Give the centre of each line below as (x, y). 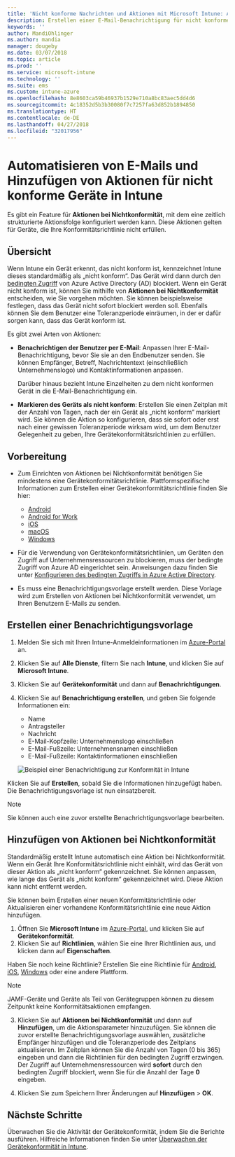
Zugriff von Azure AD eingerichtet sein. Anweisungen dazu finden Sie (117, 567)
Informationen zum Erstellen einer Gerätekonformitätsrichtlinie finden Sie (122, 488)
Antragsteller (47, 726)
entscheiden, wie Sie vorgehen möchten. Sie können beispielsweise (105, 298)
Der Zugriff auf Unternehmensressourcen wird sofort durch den (110, 1065)
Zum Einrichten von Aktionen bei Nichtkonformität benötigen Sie (110, 473)
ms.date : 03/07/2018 (37, 53)
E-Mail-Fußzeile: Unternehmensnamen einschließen (103, 748)
